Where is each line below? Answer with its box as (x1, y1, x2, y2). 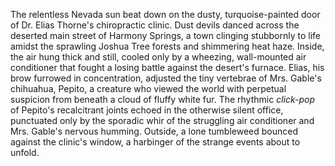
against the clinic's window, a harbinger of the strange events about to (10, 136, 301, 148)
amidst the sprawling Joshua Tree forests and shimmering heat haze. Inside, (10, 40, 325, 52)
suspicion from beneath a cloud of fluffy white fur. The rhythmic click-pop (10, 94, 316, 105)
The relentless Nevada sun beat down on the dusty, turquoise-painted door (10, 9, 321, 20)
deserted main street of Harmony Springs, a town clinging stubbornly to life (10, 30, 322, 41)
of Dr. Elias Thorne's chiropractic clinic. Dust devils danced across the (10, 19, 300, 31)
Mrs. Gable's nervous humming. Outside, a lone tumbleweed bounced (10, 125, 298, 137)
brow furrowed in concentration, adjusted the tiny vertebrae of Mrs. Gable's (10, 72, 322, 84)
